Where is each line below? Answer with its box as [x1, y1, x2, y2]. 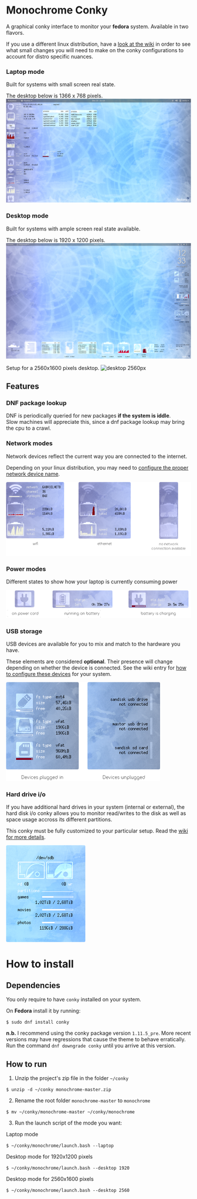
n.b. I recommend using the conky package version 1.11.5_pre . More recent [6, 1030, 191, 1037]
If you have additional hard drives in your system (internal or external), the [6, 804, 185, 811]
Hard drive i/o [6, 790, 46, 799]
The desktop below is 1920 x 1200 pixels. [6, 236, 106, 243]
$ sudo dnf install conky [6, 1020, 69, 1025]
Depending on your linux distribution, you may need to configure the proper [6, 464, 189, 471]
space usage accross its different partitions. [6, 816, 113, 823]
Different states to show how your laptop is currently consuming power [6, 578, 178, 585]
